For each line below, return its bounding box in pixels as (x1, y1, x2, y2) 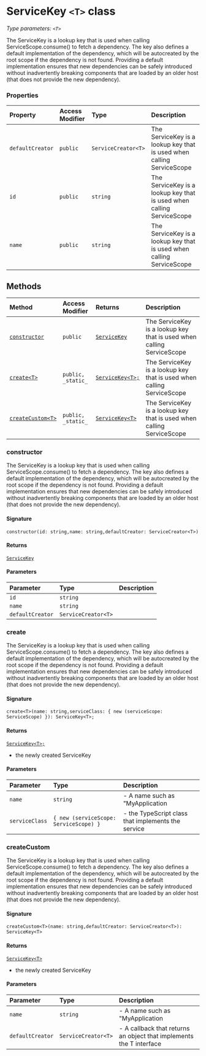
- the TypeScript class (123, 809, 188, 818)
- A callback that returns (118, 1024, 190, 1033)
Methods (6, 281, 42, 291)
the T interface (118, 1039, 161, 1048)
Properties (6, 91, 39, 100)
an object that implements (118, 1031, 194, 1040)
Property (9, 111, 36, 119)
